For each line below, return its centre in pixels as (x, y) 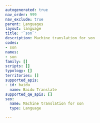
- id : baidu (17, 85)
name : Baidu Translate (33, 89)
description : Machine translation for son (50, 38)
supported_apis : (22, 80)
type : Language (25, 108)
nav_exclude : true (24, 19)
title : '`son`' (21, 33)
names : (12, 52)
